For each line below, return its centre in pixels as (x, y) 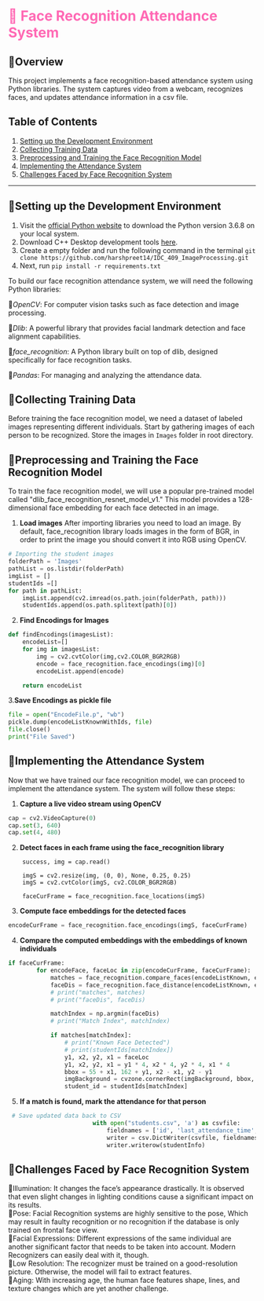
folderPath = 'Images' (45, 562)
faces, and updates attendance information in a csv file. (98, 97)
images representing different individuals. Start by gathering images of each (132, 427)
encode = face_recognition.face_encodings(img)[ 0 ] (121, 664)
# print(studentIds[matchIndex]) (119, 1050)
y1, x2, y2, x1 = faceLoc (106, 1057)
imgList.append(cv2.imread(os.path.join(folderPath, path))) (124, 598)
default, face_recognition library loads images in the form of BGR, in (129, 531)
